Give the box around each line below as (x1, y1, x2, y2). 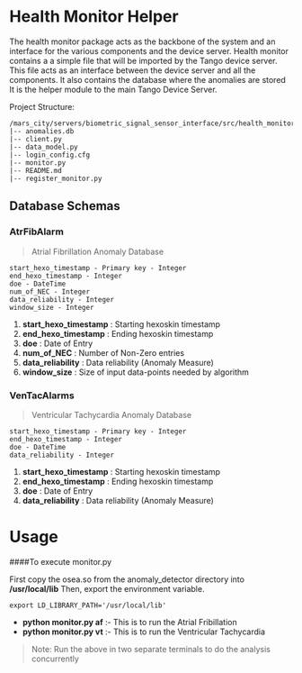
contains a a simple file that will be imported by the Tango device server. (9, 55, 278, 66)
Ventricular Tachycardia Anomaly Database (31, 409, 191, 420)
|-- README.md (9, 166, 63, 175)
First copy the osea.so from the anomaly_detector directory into (9, 574, 245, 585)
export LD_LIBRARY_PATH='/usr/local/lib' (9, 601, 167, 610)
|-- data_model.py (9, 142, 78, 151)
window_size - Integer (9, 303, 94, 312)
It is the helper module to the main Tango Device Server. (9, 84, 218, 95)
